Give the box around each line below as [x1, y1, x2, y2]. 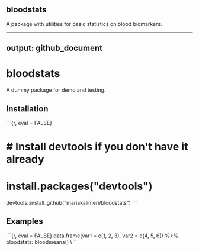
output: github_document [6, 43, 102, 53]
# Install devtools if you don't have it [6, 140, 188, 153]
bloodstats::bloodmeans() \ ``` [6, 238, 79, 245]
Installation [6, 104, 49, 114]
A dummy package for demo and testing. [6, 86, 106, 94]
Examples [6, 216, 43, 227]
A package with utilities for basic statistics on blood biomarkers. [6, 20, 162, 27]
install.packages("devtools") [6, 180, 153, 193]
